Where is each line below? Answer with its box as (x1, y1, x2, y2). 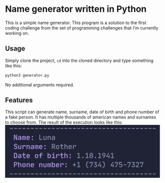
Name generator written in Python (5, 3, 147, 15)
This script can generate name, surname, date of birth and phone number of (5, 109, 160, 115)
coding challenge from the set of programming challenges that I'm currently (5, 25, 159, 30)
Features (5, 96, 33, 104)
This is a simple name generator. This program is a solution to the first (5, 20, 146, 26)
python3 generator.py (5, 73, 50, 78)
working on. (5, 30, 29, 36)
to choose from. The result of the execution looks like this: (5, 120, 123, 125)
